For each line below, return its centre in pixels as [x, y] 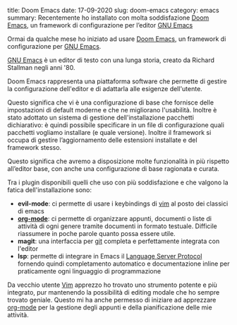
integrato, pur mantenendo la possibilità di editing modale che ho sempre [114, 292]
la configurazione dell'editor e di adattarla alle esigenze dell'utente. [105, 89]
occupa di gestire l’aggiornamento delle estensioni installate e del [102, 140]
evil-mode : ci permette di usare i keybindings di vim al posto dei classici [123, 203]
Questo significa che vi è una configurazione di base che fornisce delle [110, 102]
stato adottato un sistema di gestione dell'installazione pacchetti [101, 117]
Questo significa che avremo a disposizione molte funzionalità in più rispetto [118, 161]
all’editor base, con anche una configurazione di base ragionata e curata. [114, 169]
